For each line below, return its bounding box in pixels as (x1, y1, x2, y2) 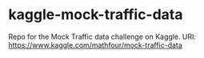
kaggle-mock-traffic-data (8, 6, 183, 24)
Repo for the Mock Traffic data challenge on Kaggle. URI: (8, 32, 197, 41)
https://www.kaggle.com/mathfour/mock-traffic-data (8, 40, 182, 49)
